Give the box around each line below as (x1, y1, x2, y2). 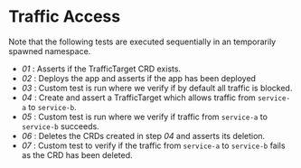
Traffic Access (8, 6, 121, 27)
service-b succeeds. (21, 120, 100, 132)
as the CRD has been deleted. (21, 149, 133, 160)
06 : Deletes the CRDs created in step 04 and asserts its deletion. (21, 130, 266, 141)
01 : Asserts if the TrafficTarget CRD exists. (21, 63, 182, 74)
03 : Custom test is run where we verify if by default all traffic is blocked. (21, 82, 293, 93)
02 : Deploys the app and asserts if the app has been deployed (21, 72, 257, 83)
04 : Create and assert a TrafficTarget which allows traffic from (21, 92, 257, 103)
